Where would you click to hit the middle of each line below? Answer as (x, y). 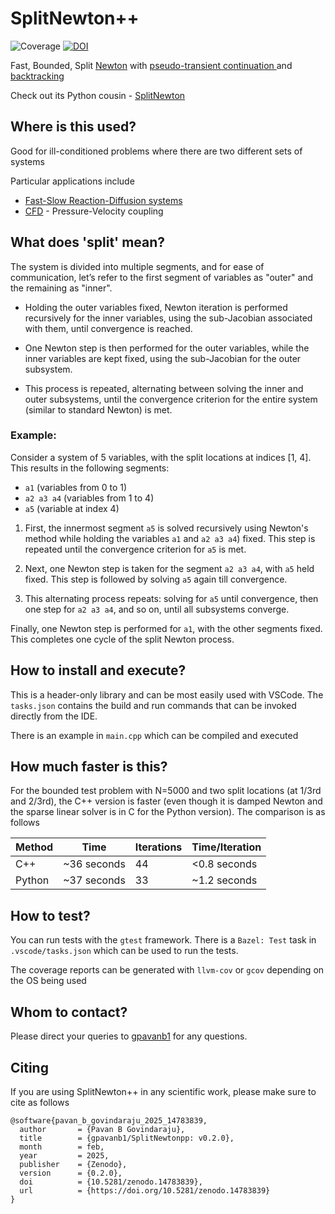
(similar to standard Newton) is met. (98, 409)
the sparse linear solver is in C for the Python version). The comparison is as (168, 812)
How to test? (50, 915)
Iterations (158, 847)
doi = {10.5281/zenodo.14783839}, (111, 1182)
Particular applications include (72, 181)
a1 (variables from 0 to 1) (76, 487)
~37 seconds (94, 880)
